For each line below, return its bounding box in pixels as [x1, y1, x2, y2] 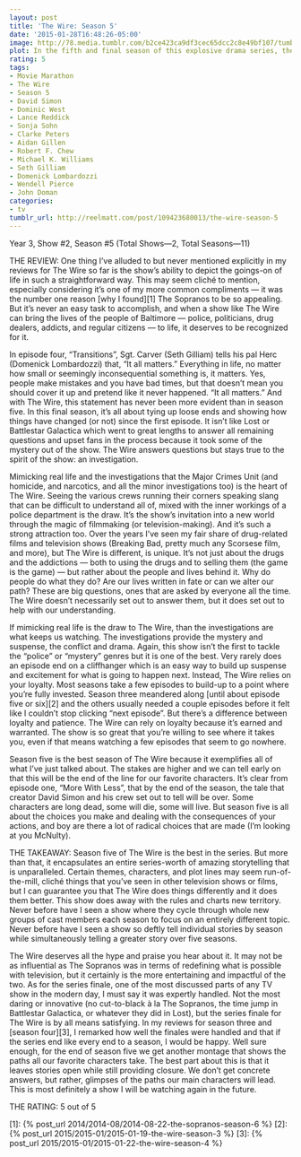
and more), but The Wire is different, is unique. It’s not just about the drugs [9, 547, 285, 558]
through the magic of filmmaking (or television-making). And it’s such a [9, 518, 271, 529]
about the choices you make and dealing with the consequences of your [9, 811, 276, 822]
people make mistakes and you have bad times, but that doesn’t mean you [9, 378, 284, 388]
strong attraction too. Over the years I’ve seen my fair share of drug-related [9, 528, 288, 539]
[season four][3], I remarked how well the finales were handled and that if [9, 1026, 281, 1037]
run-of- [263, 866, 291, 877]
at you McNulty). [9, 830, 72, 840]
